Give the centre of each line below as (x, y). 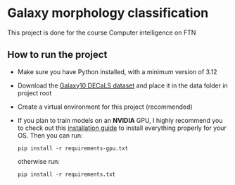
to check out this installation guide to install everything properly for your (122, 128)
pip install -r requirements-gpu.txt (73, 148)
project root (34, 92)
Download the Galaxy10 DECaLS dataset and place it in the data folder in (123, 85)
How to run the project (57, 55)
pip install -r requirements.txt (66, 174)
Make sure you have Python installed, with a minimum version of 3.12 (117, 71)
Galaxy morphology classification (108, 13)
